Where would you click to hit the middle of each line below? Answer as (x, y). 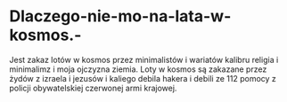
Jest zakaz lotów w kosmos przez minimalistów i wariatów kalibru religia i (144, 59)
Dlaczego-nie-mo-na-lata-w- (120, 16)
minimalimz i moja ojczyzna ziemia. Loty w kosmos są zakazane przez (138, 69)
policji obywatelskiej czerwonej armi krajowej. (93, 88)
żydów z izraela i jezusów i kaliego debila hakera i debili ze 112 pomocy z (143, 78)
